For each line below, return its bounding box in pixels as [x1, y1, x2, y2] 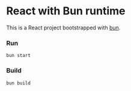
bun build [6, 80, 31, 86]
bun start [6, 53, 31, 59]
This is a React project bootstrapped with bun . [6, 24, 121, 31]
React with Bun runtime [6, 4, 126, 18]
